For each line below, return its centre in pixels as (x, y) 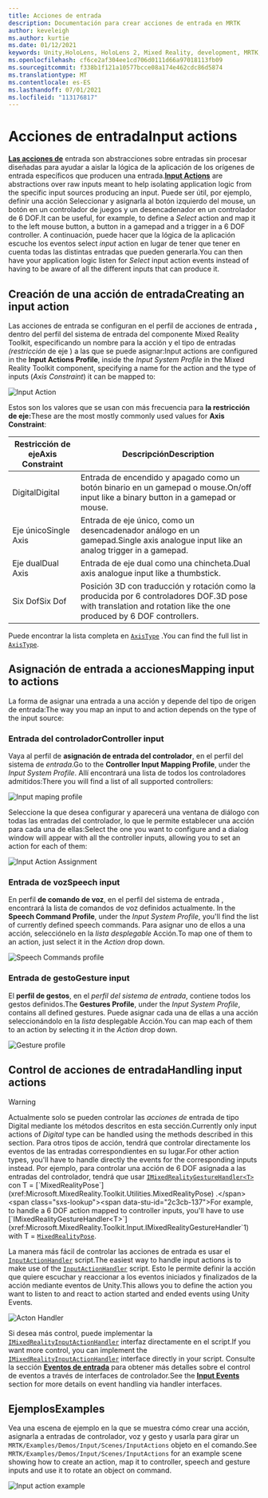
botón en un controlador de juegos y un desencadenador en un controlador (132, 210)
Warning (22, 1102)
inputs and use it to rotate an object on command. (90, 1470)
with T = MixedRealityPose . (53, 1236)
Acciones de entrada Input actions (123, 137)
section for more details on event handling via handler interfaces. (115, 1384)
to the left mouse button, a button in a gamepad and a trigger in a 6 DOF (127, 227)
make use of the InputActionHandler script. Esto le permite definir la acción (132, 1268)
